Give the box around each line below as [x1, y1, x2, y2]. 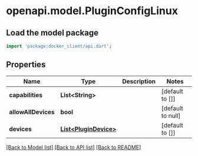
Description [121, 77, 156, 85]
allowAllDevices [9, 108, 55, 116]
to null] [161, 111, 181, 119]
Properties [6, 60, 46, 70]
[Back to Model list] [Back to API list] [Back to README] [6, 144, 141, 151]
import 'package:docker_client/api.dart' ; [6, 43, 112, 49]
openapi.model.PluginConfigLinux [6, 4, 179, 18]
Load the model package [6, 28, 99, 38]
